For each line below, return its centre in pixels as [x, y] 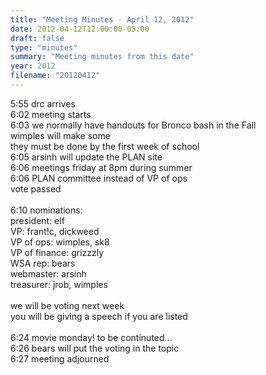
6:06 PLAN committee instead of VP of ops [99, 178]
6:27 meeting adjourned [60, 358]
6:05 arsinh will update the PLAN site [86, 157]
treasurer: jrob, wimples [59, 284]
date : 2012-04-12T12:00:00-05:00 [80, 29]
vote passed [36, 188]
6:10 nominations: [46, 210]
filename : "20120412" [55, 76]
